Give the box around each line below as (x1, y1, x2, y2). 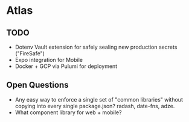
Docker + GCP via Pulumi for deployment (14, 63, 118, 70)
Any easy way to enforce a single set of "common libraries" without (14, 96, 183, 103)
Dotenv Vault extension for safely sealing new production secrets (14, 43, 178, 50)
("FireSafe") (14, 50, 45, 57)
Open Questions (6, 80, 69, 90)
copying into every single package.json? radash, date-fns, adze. (14, 102, 175, 109)
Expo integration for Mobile (14, 56, 83, 63)
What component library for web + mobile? (14, 109, 122, 116)
